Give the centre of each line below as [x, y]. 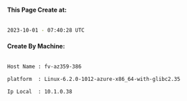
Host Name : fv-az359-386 [44, 67]
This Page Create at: [37, 10]
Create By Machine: [36, 46]
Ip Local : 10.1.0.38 [40, 92]
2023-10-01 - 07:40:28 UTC [46, 30]
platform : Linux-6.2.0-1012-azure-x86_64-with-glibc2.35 [94, 80]
